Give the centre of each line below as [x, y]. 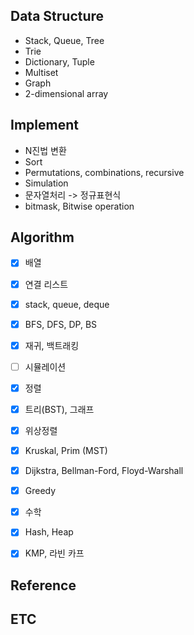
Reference [43, 585]
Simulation [46, 183]
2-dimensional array [66, 93]
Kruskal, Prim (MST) [66, 450]
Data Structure [57, 16]
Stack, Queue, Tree [64, 40]
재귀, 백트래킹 [52, 345]
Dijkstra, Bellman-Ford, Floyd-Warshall [104, 471]
